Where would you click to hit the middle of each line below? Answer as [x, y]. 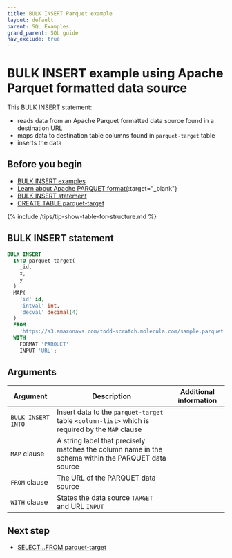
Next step [29, 531]
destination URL [40, 128]
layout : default [30, 20]
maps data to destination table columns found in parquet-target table [116, 136]
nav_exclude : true [33, 39]
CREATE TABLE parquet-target [61, 203]
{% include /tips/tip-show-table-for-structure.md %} [82, 216]
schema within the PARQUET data [111, 458]
